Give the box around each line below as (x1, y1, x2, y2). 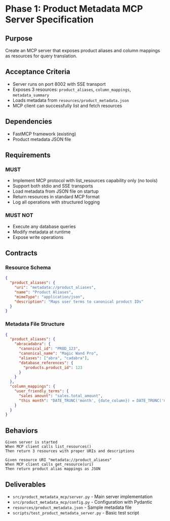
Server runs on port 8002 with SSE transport (12, 81, 106, 87)
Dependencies (5, 117, 52, 126)
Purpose (5, 34, 33, 43)
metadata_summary (12, 92, 50, 98)
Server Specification (5, 14, 94, 25)
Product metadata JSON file (12, 136, 71, 142)
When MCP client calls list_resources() (5, 444, 92, 449)
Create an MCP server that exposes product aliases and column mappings (5, 48, 160, 53)
